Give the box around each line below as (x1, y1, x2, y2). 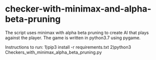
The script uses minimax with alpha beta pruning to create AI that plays (5, 30, 149, 35)
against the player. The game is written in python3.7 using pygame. (5, 35, 141, 41)
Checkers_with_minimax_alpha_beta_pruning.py (5, 49, 102, 55)
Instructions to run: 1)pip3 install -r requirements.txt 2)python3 (5, 44, 131, 50)
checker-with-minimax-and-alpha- (5, 3, 152, 15)
